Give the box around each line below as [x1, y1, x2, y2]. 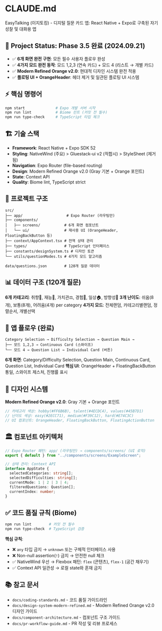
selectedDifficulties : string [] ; [9, 476, 78, 481]
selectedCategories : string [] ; [9, 471, 73, 476]
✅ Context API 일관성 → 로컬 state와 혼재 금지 [12, 565, 102, 571]
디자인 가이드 [12, 608, 38, 614]
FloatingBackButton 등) [5, 233, 53, 238]
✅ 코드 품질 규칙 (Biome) [5, 509, 77, 517]
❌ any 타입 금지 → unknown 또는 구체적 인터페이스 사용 [12, 546, 116, 552]
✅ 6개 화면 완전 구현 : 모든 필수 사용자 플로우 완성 [12, 56, 106, 61]
